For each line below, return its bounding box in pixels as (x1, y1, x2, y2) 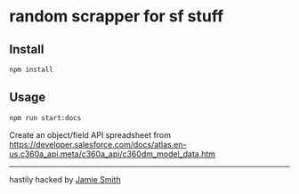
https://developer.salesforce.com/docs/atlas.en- (9, 139, 187, 150)
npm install (9, 65, 53, 74)
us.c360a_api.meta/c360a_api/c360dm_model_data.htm (9, 149, 216, 159)
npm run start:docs (9, 113, 82, 122)
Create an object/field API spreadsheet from (9, 129, 172, 140)
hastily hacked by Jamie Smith (9, 174, 122, 184)
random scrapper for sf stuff (9, 6, 224, 27)
